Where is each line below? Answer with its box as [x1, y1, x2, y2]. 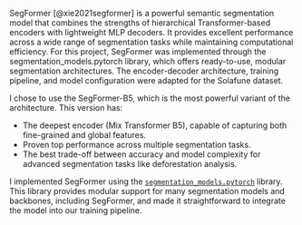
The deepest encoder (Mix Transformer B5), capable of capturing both [22, 120, 287, 131]
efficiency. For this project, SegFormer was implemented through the [9, 46, 267, 57]
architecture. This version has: [9, 103, 123, 112]
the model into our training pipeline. [9, 205, 142, 216]
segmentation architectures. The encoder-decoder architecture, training [9, 65, 279, 76]
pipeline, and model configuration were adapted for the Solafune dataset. [9, 75, 284, 85]
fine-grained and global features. [22, 130, 147, 140]
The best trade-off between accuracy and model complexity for [22, 149, 261, 160]
